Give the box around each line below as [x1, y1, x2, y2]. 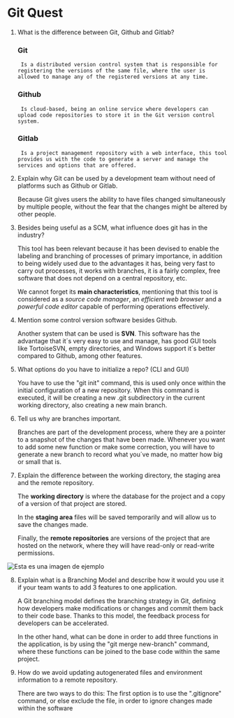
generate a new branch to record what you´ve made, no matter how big [17, 450, 224, 458]
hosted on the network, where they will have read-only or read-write [17, 541, 215, 549]
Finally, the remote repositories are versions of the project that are [17, 534, 210, 542]
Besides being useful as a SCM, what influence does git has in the [17, 223, 208, 232]
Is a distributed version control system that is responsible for [20, 61, 218, 68]
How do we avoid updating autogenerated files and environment [17, 668, 203, 676]
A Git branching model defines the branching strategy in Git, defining [17, 597, 217, 605]
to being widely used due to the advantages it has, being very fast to [17, 259, 215, 267]
